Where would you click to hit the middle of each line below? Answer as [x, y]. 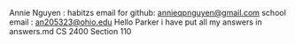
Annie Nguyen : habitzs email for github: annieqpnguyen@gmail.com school [147, 13]
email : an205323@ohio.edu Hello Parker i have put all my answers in [136, 22]
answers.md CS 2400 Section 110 [70, 31]
